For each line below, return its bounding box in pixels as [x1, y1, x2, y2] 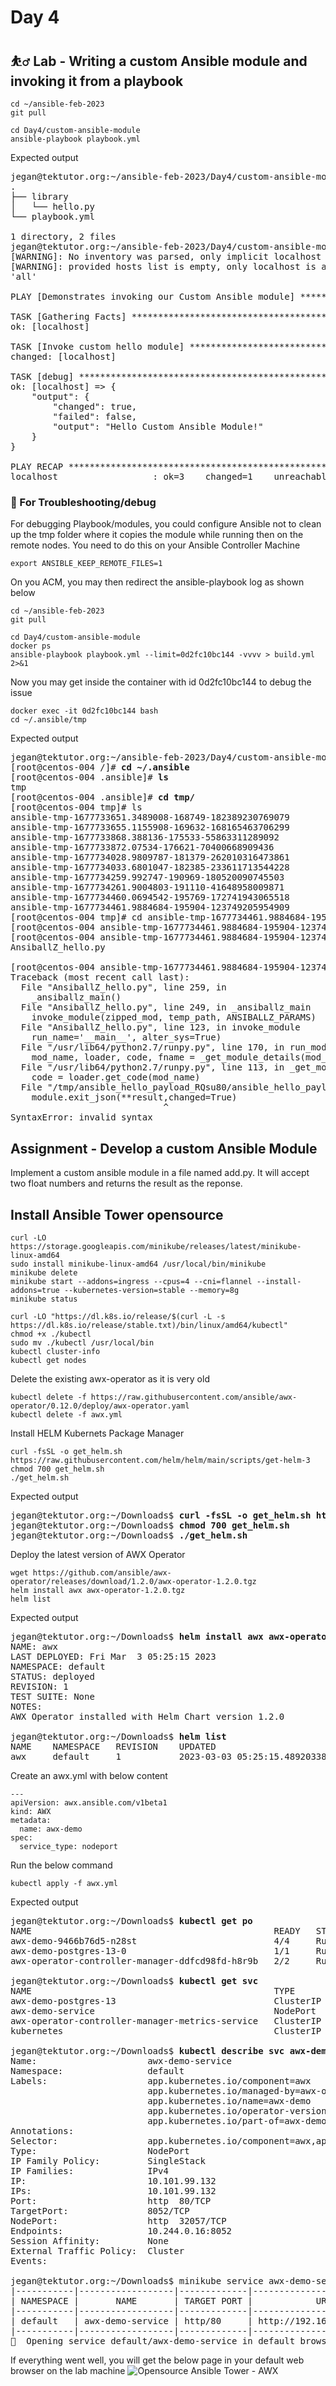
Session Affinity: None [10, 2235, 169, 2246]
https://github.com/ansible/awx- [32, 1567, 172, 1578]
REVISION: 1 [10, 1681, 69, 1692]
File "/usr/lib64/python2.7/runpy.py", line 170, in [20, 1042, 285, 1053]
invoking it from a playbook [10, 72, 184, 90]
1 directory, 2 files [10, 231, 117, 242]
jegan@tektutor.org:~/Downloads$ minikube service [10, 2275, 264, 2286]
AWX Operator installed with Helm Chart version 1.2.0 [10, 1711, 285, 1722]
